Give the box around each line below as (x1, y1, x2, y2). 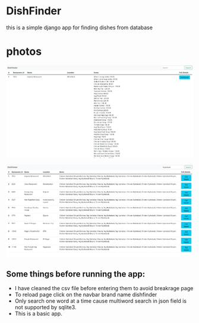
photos (6, 45, 42, 58)
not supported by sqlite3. (14, 304, 77, 311)
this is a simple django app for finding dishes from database (6, 24, 153, 31)
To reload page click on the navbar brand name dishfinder (14, 291, 157, 299)
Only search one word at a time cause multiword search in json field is (14, 297, 187, 305)
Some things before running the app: (6, 269, 146, 279)
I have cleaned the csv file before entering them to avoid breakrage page (14, 285, 194, 292)
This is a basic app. (14, 310, 62, 317)
